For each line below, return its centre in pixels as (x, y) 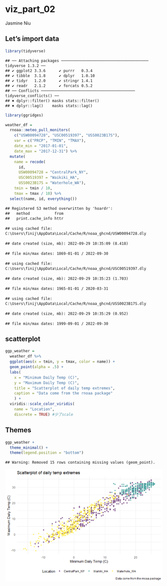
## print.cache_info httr (34, 218)
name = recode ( (30, 162)
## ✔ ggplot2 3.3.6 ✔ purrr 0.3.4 (49, 71)
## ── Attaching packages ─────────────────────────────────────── (77, 61)
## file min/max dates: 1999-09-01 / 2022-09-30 (57, 324)
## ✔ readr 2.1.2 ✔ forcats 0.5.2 (49, 86)
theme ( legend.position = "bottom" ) (47, 453)
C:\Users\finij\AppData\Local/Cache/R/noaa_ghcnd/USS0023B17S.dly (76, 304)
